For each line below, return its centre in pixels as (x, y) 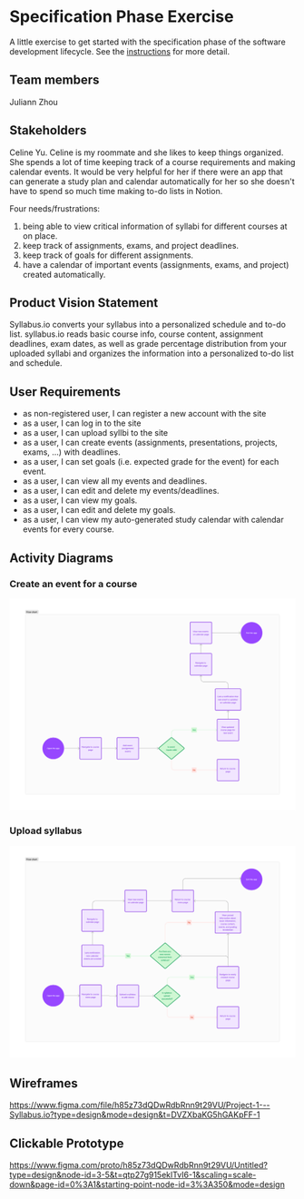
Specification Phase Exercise (122, 17)
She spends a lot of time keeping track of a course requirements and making (152, 162)
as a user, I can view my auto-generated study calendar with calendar (153, 520)
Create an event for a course (74, 584)
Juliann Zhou (34, 102)
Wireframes (44, 1083)
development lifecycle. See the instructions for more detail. (119, 51)
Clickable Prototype (67, 1143)
